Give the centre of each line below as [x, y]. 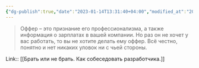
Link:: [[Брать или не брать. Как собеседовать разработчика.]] [85, 59]
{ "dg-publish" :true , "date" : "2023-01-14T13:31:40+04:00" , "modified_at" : [96, 12]
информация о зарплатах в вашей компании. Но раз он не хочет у [104, 35]
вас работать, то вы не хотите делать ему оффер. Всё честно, [99, 41]
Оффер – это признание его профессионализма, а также [92, 28]
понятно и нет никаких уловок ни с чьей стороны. [83, 47]
